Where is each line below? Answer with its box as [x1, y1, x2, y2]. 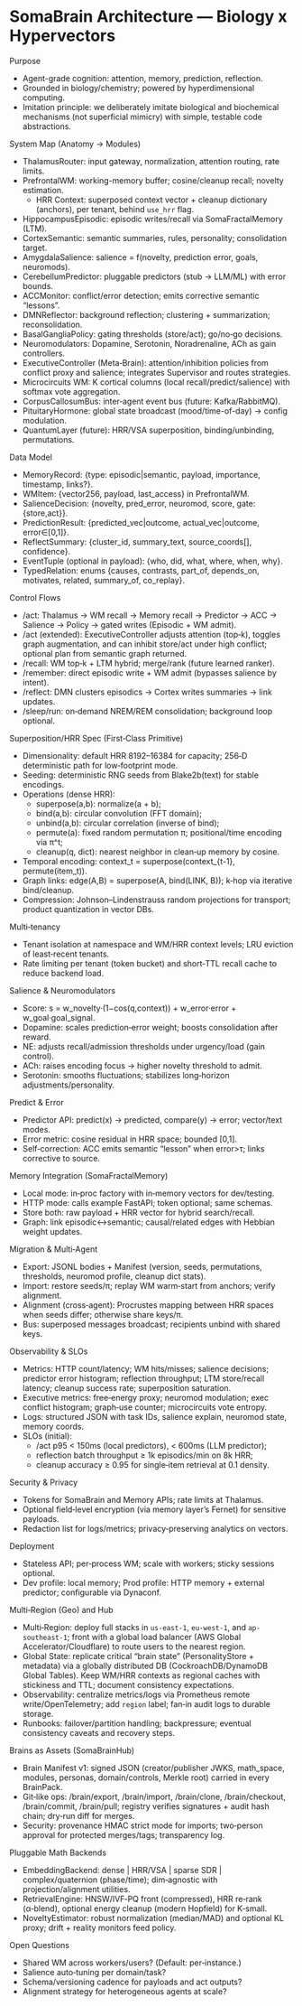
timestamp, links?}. [22, 479, 94, 490]
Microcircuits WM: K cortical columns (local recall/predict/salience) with [22, 377, 290, 387]
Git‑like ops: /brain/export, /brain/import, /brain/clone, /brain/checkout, [22, 1791, 287, 1802]
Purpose [9, 55, 41, 66]
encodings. [22, 779, 65, 789]
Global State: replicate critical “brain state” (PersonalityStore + [22, 1650, 254, 1661]
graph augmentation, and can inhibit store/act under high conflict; [22, 639, 268, 649]
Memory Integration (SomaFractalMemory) [9, 1170, 169, 1180]
